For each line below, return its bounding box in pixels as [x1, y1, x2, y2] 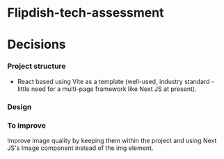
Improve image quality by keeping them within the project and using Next [7, 136, 217, 144]
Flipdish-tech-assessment [7, 5, 164, 21]
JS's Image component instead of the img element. [7, 144, 154, 152]
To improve [7, 120, 47, 130]
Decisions [7, 37, 66, 53]
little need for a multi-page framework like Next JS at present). [17, 85, 197, 93]
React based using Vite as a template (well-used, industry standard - [17, 77, 215, 85]
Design [7, 102, 32, 112]
